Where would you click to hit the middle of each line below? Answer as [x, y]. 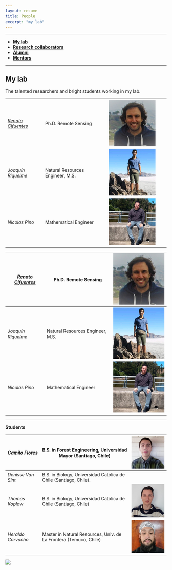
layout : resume [21, 11]
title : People [20, 16]
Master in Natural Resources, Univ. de [82, 534]
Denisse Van [21, 474]
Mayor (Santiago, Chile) [85, 455]
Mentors [22, 58]
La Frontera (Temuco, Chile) [72, 539]
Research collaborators [38, 47]
